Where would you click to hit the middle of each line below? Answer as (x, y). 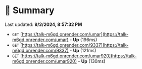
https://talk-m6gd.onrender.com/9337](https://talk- (75, 45)
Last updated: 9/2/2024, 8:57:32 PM (43, 24)
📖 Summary (30, 10)
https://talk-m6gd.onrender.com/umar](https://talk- (75, 34)
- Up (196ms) (83, 40)
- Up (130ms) (91, 61)
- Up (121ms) (83, 50)
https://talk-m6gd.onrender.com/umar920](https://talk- (79, 56)
